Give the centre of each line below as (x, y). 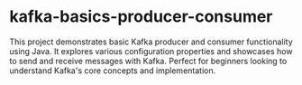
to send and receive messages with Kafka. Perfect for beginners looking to (148, 61)
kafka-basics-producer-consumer (141, 17)
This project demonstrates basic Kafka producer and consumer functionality (151, 42)
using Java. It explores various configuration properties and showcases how (151, 51)
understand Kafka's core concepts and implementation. (113, 71)
